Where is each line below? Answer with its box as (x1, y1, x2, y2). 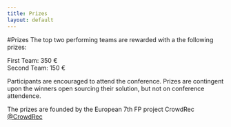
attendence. (7, 91, 41, 100)
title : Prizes (7, 10, 48, 17)
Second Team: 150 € (7, 63, 66, 72)
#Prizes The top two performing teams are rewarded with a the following (7, 35, 214, 43)
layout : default (7, 17, 54, 23)
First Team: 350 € (7, 56, 58, 64)
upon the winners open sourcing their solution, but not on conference (7, 84, 205, 92)
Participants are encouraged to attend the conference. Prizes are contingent (7, 77, 224, 85)
